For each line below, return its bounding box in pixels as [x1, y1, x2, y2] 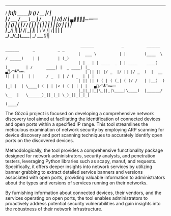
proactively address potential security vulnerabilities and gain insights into [5, 201, 161, 206]
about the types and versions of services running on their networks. [5, 180, 148, 186]
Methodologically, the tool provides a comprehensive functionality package [5, 147, 163, 153]
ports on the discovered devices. [5, 138, 75, 143]
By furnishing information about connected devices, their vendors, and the [5, 190, 162, 196]
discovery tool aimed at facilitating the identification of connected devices [5, 116, 161, 122]
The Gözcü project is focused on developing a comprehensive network [5, 111, 154, 116]
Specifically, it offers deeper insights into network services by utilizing [5, 164, 153, 170]
